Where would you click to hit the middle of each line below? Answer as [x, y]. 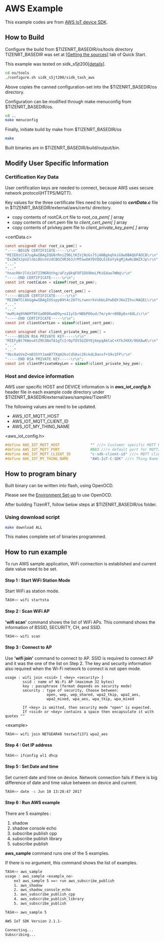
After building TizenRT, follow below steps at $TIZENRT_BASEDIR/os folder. [81, 505]
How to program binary [41, 474]
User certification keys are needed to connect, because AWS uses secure [79, 188]
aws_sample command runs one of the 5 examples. [57, 853]
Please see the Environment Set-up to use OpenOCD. [59, 495]
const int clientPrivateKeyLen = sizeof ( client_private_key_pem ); [74, 363]
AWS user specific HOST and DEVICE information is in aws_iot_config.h [78, 386]
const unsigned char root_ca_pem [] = [43, 246]
